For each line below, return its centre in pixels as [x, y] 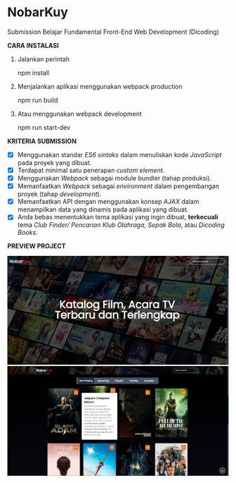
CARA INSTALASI [33, 45]
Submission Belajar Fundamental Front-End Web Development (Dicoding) [113, 32]
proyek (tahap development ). [59, 194]
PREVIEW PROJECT [37, 246]
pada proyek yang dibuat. [54, 163]
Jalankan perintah [44, 59]
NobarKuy [38, 12]
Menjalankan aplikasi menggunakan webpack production [100, 86]
